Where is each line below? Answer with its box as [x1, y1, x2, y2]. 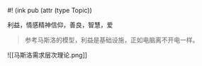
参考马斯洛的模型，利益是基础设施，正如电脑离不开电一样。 [24, 35, 199, 44]
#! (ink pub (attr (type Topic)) [7, 6, 92, 14]
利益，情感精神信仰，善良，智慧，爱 [7, 21, 113, 29]
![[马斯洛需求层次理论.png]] [7, 51, 87, 59]
